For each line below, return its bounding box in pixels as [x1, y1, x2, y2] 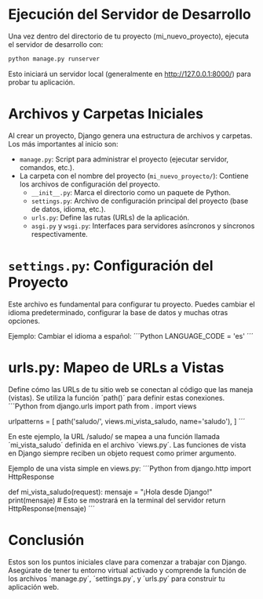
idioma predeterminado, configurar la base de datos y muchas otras [8, 307, 228, 317]
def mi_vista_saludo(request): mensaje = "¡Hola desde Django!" [8, 487, 213, 496]
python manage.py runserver [8, 55, 100, 63]
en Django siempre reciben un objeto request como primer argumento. [8, 448, 237, 458]
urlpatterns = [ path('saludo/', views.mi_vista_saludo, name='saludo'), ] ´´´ [8, 416, 246, 426]
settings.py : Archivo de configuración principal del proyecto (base [31, 196, 249, 205]
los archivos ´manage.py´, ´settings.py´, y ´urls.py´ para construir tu [8, 574, 225, 583]
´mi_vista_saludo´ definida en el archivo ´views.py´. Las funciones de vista [8, 440, 247, 449]
